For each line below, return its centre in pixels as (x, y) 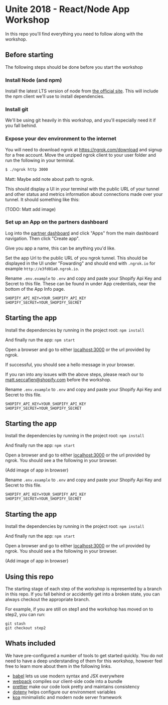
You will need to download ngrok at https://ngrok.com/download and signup (84, 150)
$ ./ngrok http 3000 (27, 169)
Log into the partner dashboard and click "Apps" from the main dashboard (82, 233)
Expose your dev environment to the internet (61, 139)
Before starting (29, 55)
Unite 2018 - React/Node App (67, 9)
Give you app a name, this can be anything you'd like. (60, 248)
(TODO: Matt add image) (31, 209)
